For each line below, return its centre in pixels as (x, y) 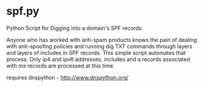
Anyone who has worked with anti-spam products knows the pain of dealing (102, 40)
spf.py (23, 11)
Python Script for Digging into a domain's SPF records (74, 28)
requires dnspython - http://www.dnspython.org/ (67, 77)
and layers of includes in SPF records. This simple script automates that (96, 52)
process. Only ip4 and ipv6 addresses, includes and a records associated (98, 59)
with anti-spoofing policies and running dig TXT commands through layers (99, 46)
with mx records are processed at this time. (61, 66)
